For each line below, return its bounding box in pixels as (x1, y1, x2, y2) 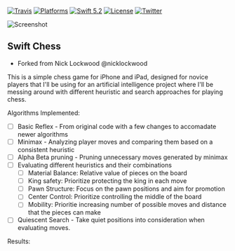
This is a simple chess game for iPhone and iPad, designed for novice (7, 72, 208, 81)
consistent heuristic (17, 145, 75, 154)
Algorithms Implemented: (7, 109, 81, 117)
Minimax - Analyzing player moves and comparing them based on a (17, 137, 213, 146)
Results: (7, 237, 31, 245)
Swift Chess (7, 41, 62, 53)
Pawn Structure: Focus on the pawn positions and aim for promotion (27, 184, 226, 193)
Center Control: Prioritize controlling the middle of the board (27, 193, 202, 201)
